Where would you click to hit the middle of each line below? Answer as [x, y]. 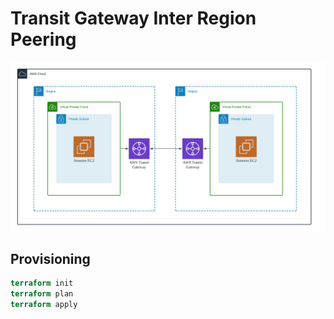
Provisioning [50, 259]
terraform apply [44, 305]
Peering [43, 39]
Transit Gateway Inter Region [133, 18]
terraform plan [42, 294]
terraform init [42, 283]
